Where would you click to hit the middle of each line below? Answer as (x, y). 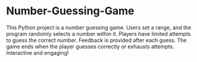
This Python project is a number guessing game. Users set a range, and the (99, 27)
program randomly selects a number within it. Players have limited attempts (98, 33)
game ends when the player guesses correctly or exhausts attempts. (90, 46)
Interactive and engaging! (37, 52)
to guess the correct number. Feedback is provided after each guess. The (96, 40)
